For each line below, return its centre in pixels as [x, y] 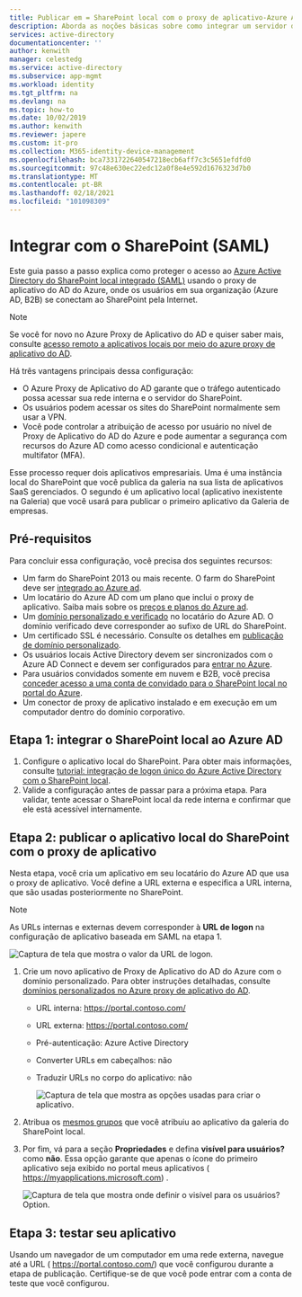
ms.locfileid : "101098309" [60, 202]
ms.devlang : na [38, 101]
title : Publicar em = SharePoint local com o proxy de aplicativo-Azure [148, 18]
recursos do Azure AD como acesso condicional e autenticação [140, 445]
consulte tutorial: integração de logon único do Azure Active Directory [152, 771]
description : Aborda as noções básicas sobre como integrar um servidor [148, 26]
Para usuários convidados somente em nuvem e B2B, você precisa [146, 673]
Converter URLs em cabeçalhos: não [104, 1061]
